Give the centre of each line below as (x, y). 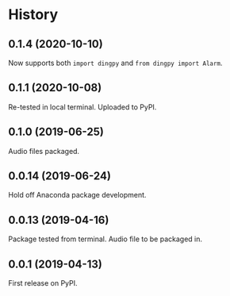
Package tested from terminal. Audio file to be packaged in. (105, 239)
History (33, 15)
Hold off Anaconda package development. (77, 195)
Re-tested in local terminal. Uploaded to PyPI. (82, 107)
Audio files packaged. (44, 151)
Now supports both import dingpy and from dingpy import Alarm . (115, 63)
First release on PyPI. (43, 283)
